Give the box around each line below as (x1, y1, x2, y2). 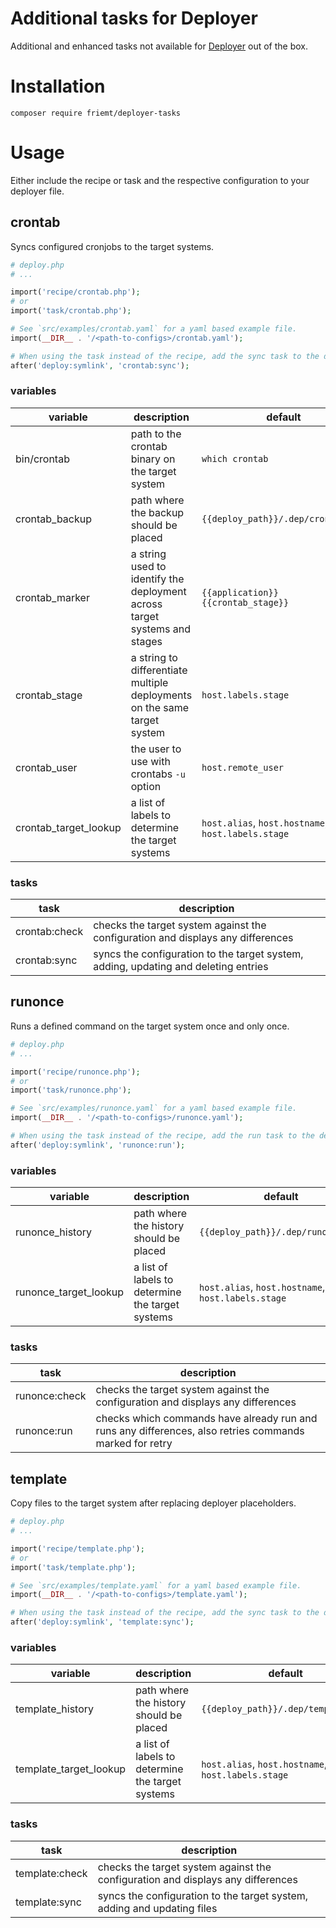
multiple (130, 675, 169, 689)
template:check (15, 1866, 88, 1880)
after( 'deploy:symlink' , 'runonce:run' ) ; (10, 1140, 186, 1150)
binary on (130, 452, 176, 466)
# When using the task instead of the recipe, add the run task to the (10, 1131, 315, 1141)
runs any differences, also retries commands (95, 1424, 305, 1438)
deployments (130, 688, 193, 702)
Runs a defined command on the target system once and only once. (10, 1020, 290, 1032)
